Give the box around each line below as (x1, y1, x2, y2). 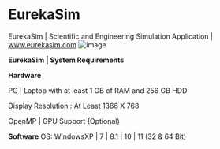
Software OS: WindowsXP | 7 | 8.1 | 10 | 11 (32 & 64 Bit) (8, 132, 187, 141)
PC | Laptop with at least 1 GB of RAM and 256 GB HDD (8, 85, 188, 95)
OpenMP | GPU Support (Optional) (8, 116, 120, 125)
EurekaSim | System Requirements (8, 55, 125, 65)
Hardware (8, 70, 42, 80)
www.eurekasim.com (8, 39, 77, 49)
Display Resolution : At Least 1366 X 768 (8, 101, 140, 110)
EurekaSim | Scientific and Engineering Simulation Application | (8, 32, 213, 41)
